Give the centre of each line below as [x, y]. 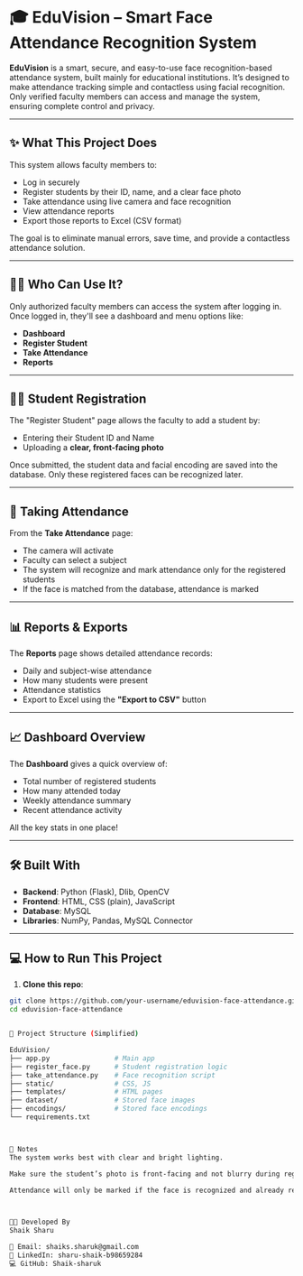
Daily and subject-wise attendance [87, 670]
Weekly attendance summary [77, 800]
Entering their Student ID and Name [88, 438]
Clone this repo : [53, 985]
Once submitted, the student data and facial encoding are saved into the [143, 465]
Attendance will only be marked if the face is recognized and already [147, 1190]
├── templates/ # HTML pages [87, 1092]
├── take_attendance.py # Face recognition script [113, 1075]
